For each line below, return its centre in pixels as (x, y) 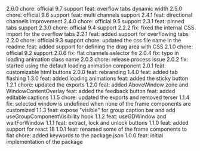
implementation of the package (44, 142)
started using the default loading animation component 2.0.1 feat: (86, 66)
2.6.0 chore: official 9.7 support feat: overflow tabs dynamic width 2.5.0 (94, 9)
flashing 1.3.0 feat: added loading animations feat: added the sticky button (97, 78)
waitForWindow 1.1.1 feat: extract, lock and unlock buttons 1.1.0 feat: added (98, 123)
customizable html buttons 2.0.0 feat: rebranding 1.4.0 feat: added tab (92, 72)
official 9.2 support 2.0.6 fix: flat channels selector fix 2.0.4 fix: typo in (93, 53)
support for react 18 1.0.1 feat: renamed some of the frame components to (96, 129)
